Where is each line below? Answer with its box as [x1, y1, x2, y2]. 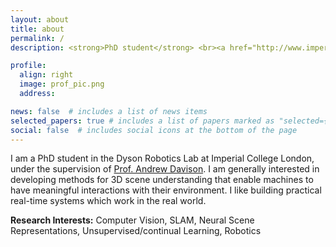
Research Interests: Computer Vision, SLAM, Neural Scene [10, 214, 255, 226]
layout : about [10, 14, 70, 25]
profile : [10, 61, 47, 71]
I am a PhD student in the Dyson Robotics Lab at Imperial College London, [10, 152, 315, 165]
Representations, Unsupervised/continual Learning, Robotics [10, 225, 262, 237]
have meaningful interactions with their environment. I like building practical [10, 184, 322, 196]
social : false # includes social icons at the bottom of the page [10, 125, 298, 135]
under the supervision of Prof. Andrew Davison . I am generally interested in [10, 163, 320, 175]
